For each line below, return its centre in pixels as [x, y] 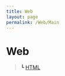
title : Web [19, 11]
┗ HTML [30, 67]
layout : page [22, 17]
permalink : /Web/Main [33, 22]
